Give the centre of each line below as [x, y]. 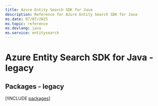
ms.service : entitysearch [32, 33]
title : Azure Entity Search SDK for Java [49, 10]
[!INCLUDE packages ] [28, 98]
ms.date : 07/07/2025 [27, 19]
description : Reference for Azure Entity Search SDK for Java [71, 14]
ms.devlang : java [23, 28]
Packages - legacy [34, 86]
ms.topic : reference [27, 24]
